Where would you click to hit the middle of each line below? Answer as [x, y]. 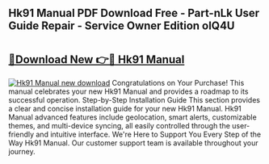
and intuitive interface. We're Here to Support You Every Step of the [148, 134]
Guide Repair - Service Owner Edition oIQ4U [122, 26]
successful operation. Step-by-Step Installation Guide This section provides [134, 100]
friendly [21, 134]
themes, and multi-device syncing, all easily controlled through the [119, 126]
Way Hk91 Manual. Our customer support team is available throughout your [133, 143]
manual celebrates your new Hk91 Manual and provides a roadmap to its [128, 91]
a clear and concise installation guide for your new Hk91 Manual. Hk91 [125, 109]
